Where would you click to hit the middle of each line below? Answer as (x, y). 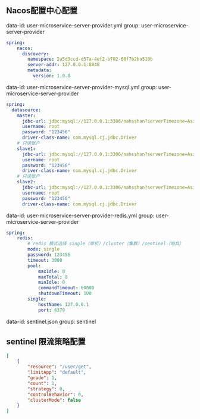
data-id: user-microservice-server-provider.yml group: (73, 25)
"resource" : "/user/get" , (60, 367)
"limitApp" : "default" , (57, 373)
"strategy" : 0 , (46, 389)
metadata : (40, 70)
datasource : (26, 110)
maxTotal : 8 (53, 277)
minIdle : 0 (51, 282)
